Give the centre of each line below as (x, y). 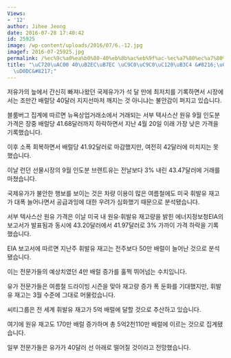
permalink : (23, 59)
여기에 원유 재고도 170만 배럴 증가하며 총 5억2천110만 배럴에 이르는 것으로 (106, 324)
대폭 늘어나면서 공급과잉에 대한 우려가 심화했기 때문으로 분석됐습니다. (107, 202)
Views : (16, 13)
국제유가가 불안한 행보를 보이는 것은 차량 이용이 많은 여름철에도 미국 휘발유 (107, 193)
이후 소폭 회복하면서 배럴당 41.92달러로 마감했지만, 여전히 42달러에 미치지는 (109, 147)
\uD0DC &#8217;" (35, 71)
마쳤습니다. (22, 178)
